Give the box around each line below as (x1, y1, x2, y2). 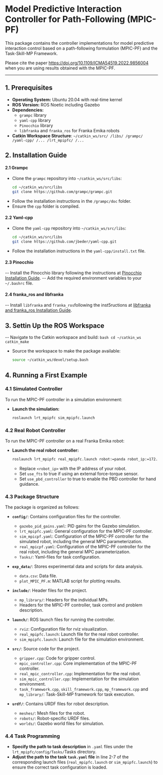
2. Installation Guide (5, 151, 67, 159)
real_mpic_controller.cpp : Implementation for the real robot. (19, 671, 142, 677)
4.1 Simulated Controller (5, 386, 63, 392)
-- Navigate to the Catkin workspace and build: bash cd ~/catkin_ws (5, 335, 142, 340)
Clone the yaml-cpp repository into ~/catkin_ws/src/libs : (12, 225, 127, 231)
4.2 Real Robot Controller (5, 427, 66, 434)
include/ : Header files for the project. (12, 587, 87, 594)
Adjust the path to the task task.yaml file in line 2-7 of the (12, 754, 129, 760)
